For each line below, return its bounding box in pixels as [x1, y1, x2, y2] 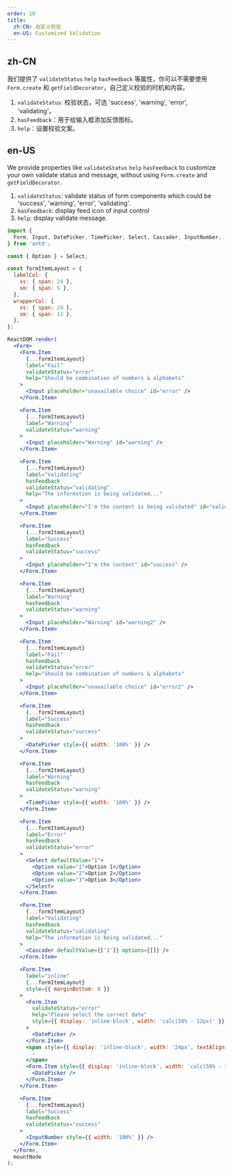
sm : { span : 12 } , [19, 310, 73, 317]
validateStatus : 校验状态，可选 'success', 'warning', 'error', [17, 98, 188, 106]
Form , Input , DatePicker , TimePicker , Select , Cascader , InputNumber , [13, 234, 222, 241]
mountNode [13, 1153, 42, 1160]
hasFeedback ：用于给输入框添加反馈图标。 [17, 115, 137, 124]
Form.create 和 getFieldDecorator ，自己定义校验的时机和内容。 [7, 83, 189, 92]
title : [7, 17, 26, 24]
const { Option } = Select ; [7, 253, 89, 260]
